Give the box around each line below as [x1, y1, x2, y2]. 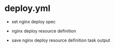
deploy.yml [4, 3, 51, 14]
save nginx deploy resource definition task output [11, 37, 111, 43]
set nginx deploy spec [11, 19, 56, 24]
